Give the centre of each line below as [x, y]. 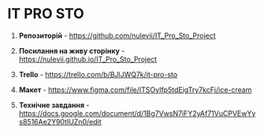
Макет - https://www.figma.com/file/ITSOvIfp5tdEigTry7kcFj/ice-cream [135, 89]
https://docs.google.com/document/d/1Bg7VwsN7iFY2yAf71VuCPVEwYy [137, 113]
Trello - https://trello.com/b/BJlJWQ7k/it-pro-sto [98, 74]
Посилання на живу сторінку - [72, 50]
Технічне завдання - [54, 105]
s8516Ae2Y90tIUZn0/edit [60, 121]
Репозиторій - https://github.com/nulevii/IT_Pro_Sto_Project [117, 35]
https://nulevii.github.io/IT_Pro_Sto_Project [88, 59]
